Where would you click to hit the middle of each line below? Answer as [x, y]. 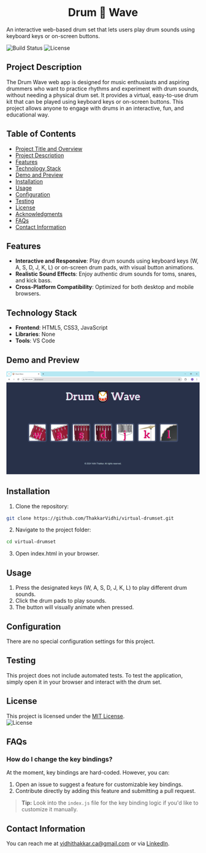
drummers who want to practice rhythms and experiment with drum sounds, [103, 88]
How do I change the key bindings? [59, 759]
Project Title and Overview [49, 149]
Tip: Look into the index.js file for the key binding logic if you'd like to [110, 803]
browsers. [28, 293]
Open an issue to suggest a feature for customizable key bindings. [99, 784]
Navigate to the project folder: [53, 530]
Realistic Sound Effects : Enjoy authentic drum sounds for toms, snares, [106, 274]
